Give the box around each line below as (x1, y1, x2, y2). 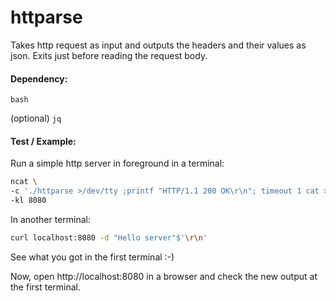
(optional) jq (10, 112, 62, 125)
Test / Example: (10, 135, 77, 147)
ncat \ (10, 177, 38, 187)
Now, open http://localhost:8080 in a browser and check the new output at (10, 270, 318, 282)
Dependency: (10, 72, 68, 85)
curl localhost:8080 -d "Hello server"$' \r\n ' (10, 232, 208, 243)
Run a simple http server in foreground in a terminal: (10, 157, 225, 170)
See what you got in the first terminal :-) (10, 251, 175, 263)
